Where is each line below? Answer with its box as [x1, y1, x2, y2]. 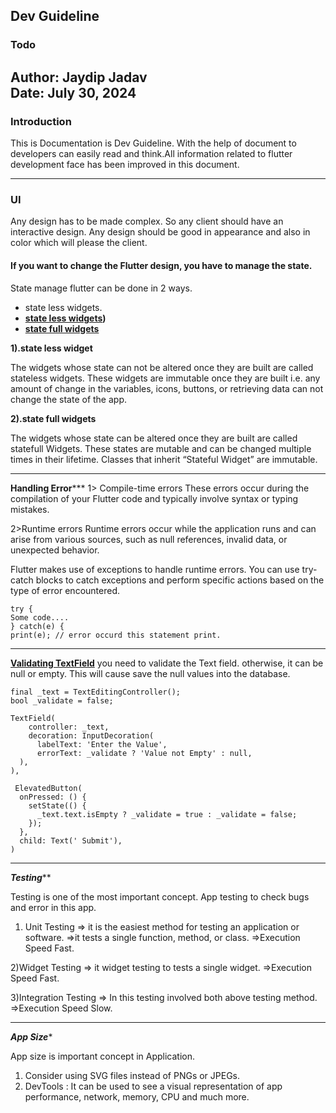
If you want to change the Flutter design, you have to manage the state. [10, 259, 313, 271]
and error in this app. [10, 901, 97, 913]
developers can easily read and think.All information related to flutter [10, 148, 293, 159]
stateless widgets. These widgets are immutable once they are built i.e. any [10, 372, 321, 384]
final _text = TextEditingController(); [10, 687, 182, 697]
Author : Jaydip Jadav [10, 69, 148, 86]
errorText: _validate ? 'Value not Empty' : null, [36, 748, 253, 758]
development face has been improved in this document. [10, 159, 240, 170]
